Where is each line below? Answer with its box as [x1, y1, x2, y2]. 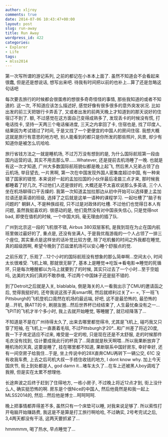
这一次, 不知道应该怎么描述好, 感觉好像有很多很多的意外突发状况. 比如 [16, 102, 160, 108]
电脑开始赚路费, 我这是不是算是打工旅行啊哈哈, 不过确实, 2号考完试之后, [9, 409, 157, 415]
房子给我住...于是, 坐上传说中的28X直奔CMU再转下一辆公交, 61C [22, 350, 155, 356]
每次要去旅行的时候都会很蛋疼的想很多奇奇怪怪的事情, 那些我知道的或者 [5, 96, 153, 102]
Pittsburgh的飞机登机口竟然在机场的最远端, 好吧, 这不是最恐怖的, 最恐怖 [5, 296, 153, 302]
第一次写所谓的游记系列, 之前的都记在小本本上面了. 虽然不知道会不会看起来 [5, 73, 159, 79]
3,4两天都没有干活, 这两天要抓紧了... [5, 415, 80, 421]
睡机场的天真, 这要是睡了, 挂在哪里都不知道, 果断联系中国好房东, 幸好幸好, [5, 344, 157, 350]
